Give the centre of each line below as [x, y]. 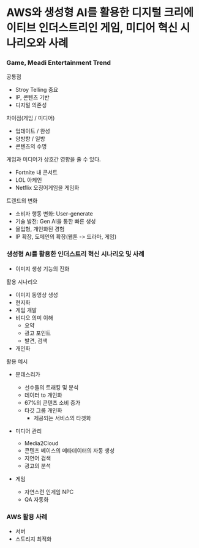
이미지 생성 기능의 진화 [42, 268]
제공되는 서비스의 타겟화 [62, 418]
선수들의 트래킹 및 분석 [51, 387]
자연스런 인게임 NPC [49, 492]
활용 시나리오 [22, 282]
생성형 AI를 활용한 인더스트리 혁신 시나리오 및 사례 [75, 254]
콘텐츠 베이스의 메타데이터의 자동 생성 [69, 450]
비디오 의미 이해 [34, 317]
